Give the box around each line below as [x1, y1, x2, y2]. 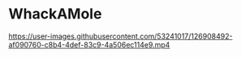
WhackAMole [8, 5, 102, 23]
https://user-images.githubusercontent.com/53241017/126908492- [8, 31, 233, 41]
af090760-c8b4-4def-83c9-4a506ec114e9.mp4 [8, 39, 170, 49]
